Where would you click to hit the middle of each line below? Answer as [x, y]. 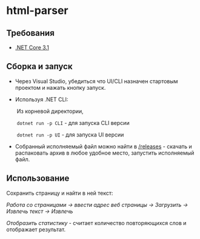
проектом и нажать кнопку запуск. [60, 87]
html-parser [37, 11]
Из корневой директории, [50, 111]
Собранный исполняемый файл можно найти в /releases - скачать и [103, 146]
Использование [38, 179]
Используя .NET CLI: [42, 99]
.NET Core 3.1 [32, 47]
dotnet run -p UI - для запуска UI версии [70, 135]
